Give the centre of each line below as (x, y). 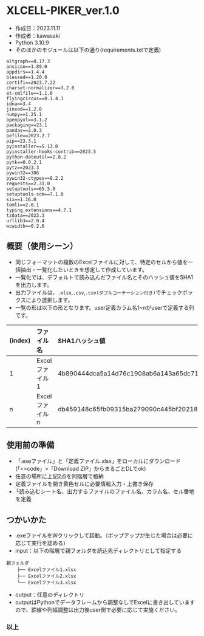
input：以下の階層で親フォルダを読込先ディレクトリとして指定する (98, 551)
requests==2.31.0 (28, 183)
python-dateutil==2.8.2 (36, 157)
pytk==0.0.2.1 (24, 162)
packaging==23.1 (27, 125)
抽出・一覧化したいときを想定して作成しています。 (84, 269)
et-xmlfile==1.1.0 (29, 93)
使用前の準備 (30, 445)
